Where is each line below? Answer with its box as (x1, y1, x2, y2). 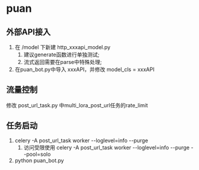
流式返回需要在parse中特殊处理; (23, 59, 102, 65)
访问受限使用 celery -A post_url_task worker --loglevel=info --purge (23, 144, 190, 151)
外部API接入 (6, 27, 51, 37)
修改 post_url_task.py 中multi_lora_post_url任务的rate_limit (6, 101, 149, 108)
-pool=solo (23, 150, 51, 158)
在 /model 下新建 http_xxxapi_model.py (14, 44, 111, 50)
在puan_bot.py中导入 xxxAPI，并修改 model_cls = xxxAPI (14, 66, 154, 73)
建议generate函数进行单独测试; (23, 51, 100, 58)
